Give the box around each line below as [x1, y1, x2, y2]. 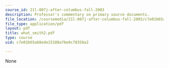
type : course [5, 35, 33, 40]
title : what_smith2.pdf [5, 30, 55, 35]
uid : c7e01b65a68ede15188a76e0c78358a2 [5, 40, 89, 45]
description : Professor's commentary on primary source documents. [5, 12, 150, 17]
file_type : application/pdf [5, 21, 64, 26]
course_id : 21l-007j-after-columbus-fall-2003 [5, 7, 105, 12]
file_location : [5, 16, 37, 21]
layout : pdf [5, 26, 30, 31]
